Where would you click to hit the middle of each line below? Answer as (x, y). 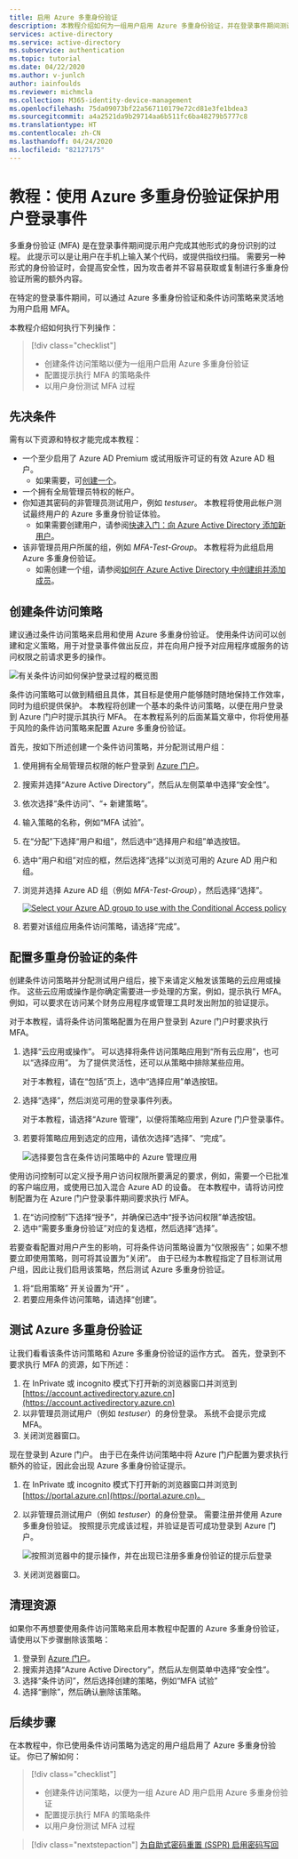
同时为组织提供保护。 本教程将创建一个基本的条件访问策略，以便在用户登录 (146, 706)
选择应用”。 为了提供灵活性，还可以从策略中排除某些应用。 (141, 1062)
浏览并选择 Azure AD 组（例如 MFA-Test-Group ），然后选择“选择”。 (145, 890)
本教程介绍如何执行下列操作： (63, 327)
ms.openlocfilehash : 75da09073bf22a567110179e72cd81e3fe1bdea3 (129, 109)
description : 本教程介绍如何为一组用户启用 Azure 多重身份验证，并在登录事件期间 (145, 26)
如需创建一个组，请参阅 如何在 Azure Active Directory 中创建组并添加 (161, 569)
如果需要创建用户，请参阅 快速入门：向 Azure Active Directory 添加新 (161, 525)
